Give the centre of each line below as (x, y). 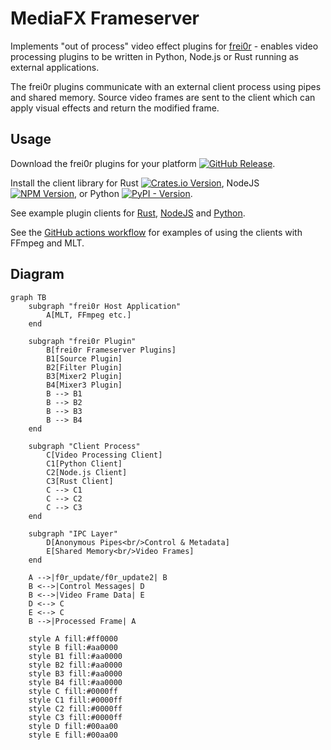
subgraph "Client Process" (84, 446)
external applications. (55, 67)
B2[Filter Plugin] (84, 367)
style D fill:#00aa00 (73, 726)
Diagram (37, 274)
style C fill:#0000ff (73, 691)
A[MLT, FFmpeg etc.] (89, 315)
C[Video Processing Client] (104, 455)
